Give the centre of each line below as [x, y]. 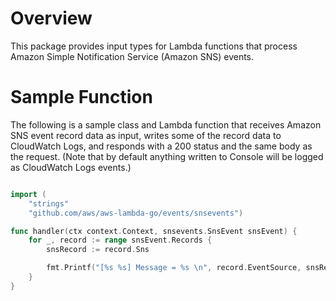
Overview [51, 18]
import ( [28, 194]
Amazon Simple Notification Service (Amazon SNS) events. [132, 56]
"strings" [49, 203]
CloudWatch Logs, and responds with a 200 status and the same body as [161, 146]
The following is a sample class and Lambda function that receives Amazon [166, 124]
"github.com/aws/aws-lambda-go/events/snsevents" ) [136, 213]
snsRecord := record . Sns [98, 250]
